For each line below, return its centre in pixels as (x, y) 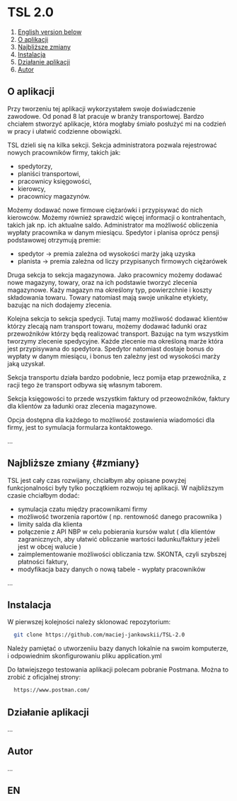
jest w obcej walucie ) (49, 546)
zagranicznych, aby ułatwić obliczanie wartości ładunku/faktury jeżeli (118, 539)
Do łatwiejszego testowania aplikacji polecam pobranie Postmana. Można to (118, 670)
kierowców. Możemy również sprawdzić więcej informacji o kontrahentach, (117, 217)
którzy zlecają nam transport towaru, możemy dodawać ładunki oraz (107, 326)
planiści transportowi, (49, 173)
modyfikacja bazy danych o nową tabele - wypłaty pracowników (111, 569)
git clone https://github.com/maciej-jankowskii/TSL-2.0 (99, 635)
